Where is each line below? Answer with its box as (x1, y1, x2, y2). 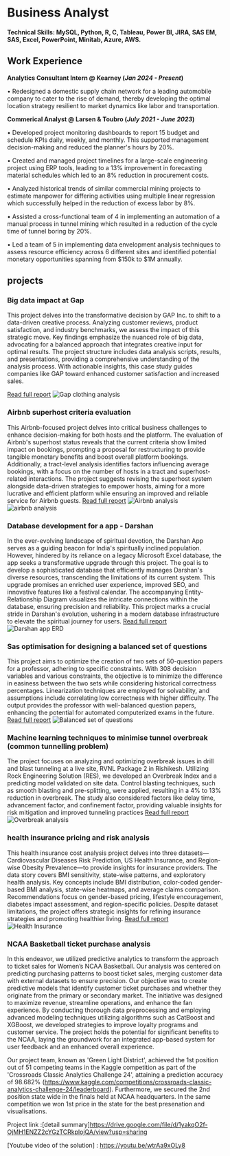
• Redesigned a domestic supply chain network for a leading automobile (7, 87, 211, 95)
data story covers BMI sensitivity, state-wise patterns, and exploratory (7, 870, 206, 879)
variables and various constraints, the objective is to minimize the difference (7, 672, 223, 680)
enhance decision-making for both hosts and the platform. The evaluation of (7, 431, 223, 439)
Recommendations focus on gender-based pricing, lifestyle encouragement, (7, 892, 223, 900)
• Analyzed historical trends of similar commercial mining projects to (7, 184, 201, 192)
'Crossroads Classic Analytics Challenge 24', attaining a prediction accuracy (7, 1071, 223, 1079)
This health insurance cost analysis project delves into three (7, 849, 177, 857)
